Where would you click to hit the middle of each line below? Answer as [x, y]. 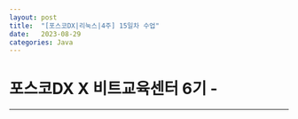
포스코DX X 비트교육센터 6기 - [114, 89]
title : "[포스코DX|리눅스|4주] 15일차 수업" [84, 26]
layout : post [33, 17]
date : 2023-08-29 [45, 34]
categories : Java [41, 42]
